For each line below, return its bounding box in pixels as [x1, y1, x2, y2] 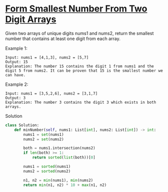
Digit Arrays [5, 14, 56, 25]
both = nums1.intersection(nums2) [23, 146, 96, 151]
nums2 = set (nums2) [23, 136, 64, 142]
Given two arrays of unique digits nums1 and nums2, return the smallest [5, 30, 154, 36]
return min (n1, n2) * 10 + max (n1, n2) [23, 182, 107, 187]
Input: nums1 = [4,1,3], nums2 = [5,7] [5, 55, 89, 60]
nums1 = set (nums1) [23, 132, 64, 137]
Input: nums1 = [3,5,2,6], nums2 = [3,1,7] [5, 91, 98, 96]
